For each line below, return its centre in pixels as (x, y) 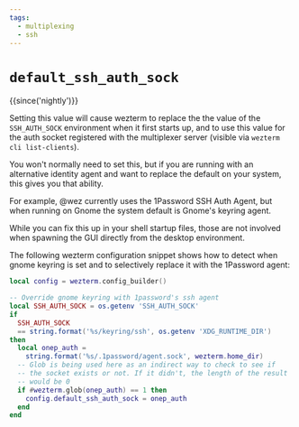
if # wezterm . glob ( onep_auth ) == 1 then (92, 390)
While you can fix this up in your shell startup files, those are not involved (145, 228)
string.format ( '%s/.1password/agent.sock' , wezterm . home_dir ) (145, 357)
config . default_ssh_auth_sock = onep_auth (106, 398)
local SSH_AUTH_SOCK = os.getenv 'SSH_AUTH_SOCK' (104, 306)
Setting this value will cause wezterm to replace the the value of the (135, 118)
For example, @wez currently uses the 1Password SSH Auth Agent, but (141, 201)
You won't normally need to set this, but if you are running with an (131, 164)
